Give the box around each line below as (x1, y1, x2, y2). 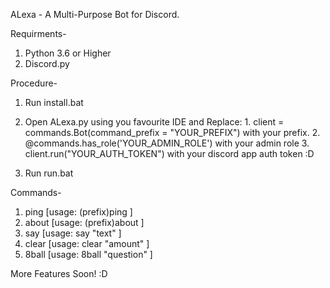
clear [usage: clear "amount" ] (24, 238, 150, 249)
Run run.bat (24, 167, 74, 179)
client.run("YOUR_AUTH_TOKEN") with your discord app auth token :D (24, 148, 315, 159)
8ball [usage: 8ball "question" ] (24, 249, 153, 260)
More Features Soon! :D (10, 268, 108, 279)
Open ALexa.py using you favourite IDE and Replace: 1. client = (24, 116, 285, 128)
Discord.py (24, 58, 70, 69)
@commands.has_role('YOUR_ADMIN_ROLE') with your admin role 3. (24, 137, 310, 149)
